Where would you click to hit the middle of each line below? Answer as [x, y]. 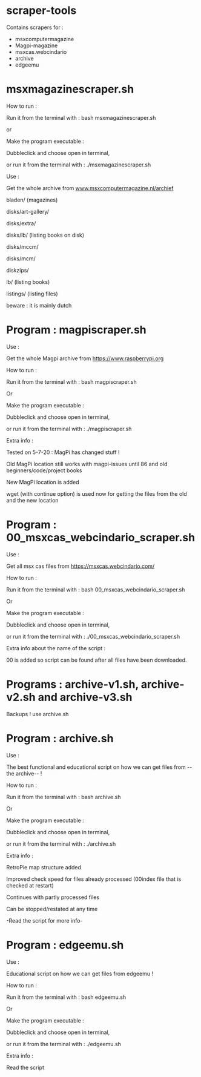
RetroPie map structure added [44, 867]
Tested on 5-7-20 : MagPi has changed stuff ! [63, 452]
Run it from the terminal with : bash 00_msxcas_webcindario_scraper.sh [96, 589]
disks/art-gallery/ [28, 211]
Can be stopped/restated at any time [52, 909]
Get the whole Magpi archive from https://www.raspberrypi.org [85, 358]
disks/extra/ [21, 223]
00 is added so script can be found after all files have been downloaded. [97, 660]
